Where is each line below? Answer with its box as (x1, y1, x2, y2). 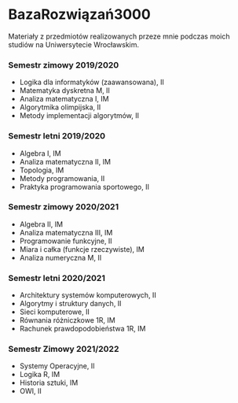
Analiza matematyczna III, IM (19, 227, 113, 237)
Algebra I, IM (19, 148, 61, 158)
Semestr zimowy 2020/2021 (8, 201, 119, 213)
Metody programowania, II (19, 173, 105, 183)
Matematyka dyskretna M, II (19, 86, 110, 95)
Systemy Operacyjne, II (19, 361, 95, 371)
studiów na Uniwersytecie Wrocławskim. (8, 39, 140, 49)
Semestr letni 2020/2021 (8, 272, 106, 283)
